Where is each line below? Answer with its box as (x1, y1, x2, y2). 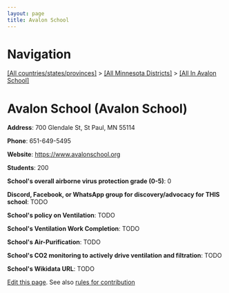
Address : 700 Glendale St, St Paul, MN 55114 (7, 124, 136, 132)
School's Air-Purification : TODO (7, 238, 101, 246)
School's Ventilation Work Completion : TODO (7, 225, 140, 233)
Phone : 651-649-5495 (7, 137, 71, 145)
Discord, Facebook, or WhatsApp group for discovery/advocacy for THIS (7, 191, 220, 199)
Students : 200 (7, 164, 49, 172)
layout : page (7, 10, 45, 17)
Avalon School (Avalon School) (7, 101, 188, 116)
